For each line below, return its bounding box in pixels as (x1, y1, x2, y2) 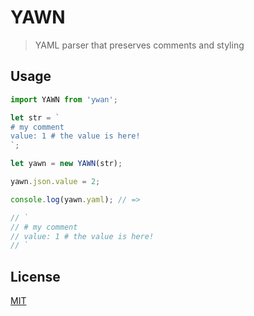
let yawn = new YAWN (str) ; (10, 159, 123, 169)
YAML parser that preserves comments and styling (34, 39, 245, 51)
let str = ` (10, 112, 60, 123)
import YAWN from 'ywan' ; (10, 94, 118, 105)
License (10, 268, 61, 285)
